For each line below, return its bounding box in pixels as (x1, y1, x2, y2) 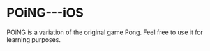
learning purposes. (6, 35, 61, 43)
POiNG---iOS (6, 5, 84, 21)
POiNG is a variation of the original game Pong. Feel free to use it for (6, 28, 204, 36)
